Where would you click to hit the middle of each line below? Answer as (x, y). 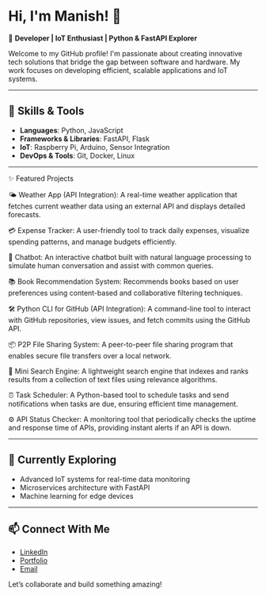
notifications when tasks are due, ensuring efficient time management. (123, 404)
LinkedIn (34, 552)
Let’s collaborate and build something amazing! (85, 584)
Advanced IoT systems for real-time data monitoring (105, 479)
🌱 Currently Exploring (63, 460)
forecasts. (25, 214)
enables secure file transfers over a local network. (90, 355)
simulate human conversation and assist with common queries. (111, 266)
